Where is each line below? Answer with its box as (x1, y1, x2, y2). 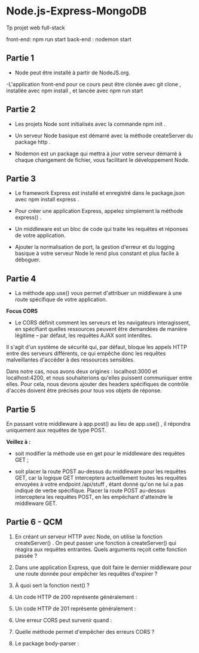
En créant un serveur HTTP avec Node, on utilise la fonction (14, 532, 163, 540)
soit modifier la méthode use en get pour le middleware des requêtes (14, 450, 185, 457)
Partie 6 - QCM (6, 517, 63, 527)
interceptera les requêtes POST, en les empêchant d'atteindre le (14, 493, 173, 500)
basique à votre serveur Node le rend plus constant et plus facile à (14, 250, 179, 257)
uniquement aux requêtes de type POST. (6, 427, 106, 434)
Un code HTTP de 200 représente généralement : (14, 593, 137, 600)
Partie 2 (6, 104, 36, 115)
